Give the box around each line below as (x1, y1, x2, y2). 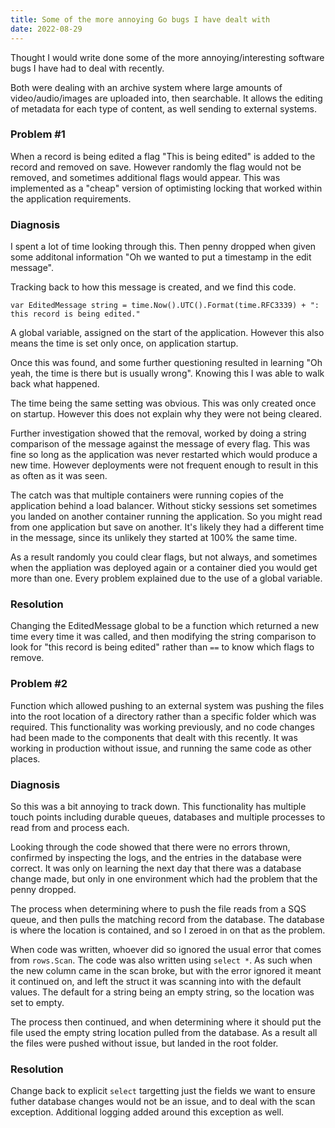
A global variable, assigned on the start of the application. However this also (10, 327, 325, 339)
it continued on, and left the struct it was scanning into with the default (10, 975, 302, 987)
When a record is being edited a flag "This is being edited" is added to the (10, 150, 316, 162)
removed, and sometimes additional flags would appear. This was (10, 171, 281, 183)
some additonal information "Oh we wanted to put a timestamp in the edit (10, 251, 312, 263)
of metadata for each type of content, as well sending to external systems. (10, 102, 317, 115)
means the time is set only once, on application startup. (10, 337, 239, 350)
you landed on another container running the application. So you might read (10, 511, 323, 523)
